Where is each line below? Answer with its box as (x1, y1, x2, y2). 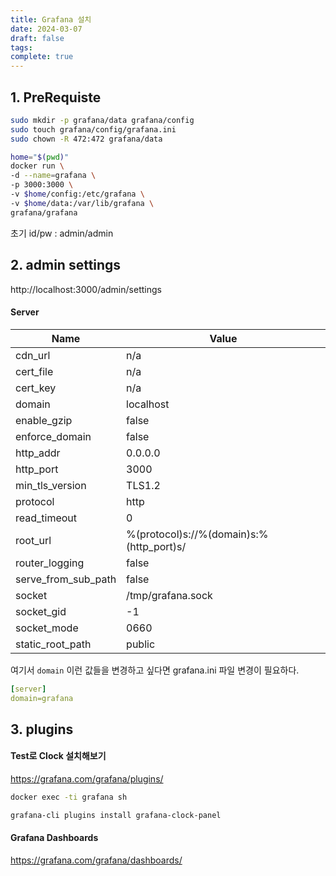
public (126, 637, 156, 651)
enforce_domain (15, 429, 92, 443)
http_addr (15, 446, 61, 460)
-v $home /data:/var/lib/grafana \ (10, 198, 155, 208)
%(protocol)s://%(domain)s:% (126, 527, 269, 541)
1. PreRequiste (10, 89, 102, 106)
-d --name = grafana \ (10, 171, 97, 181)
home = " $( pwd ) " (10, 152, 70, 162)
